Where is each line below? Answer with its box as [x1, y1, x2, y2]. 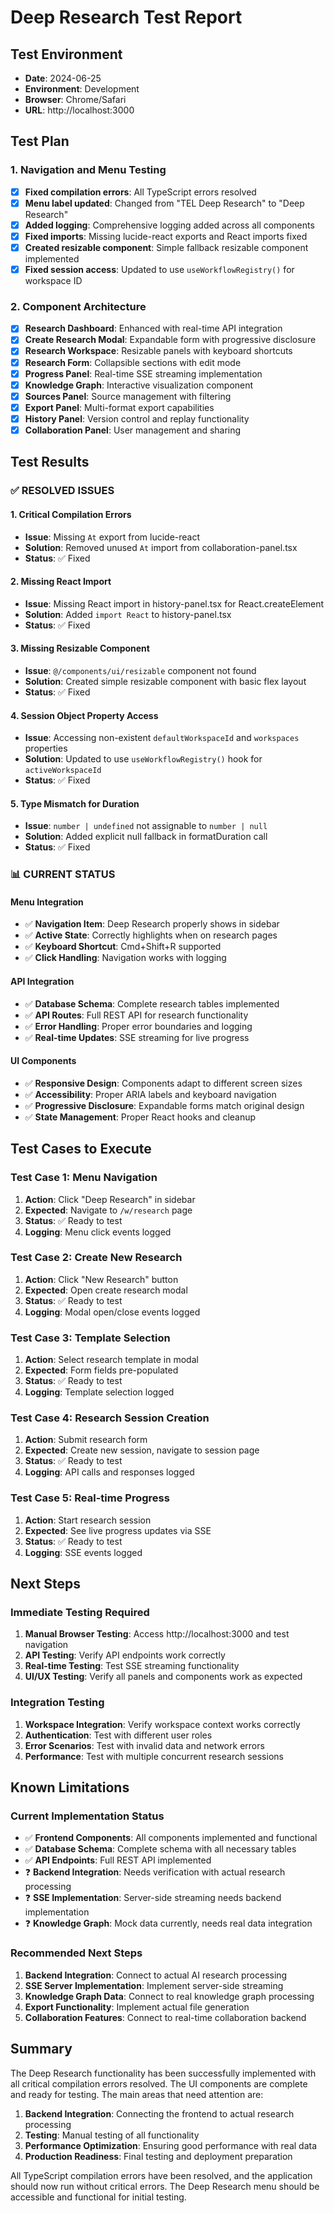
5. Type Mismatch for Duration [10, 797, 140, 810]
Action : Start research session [24, 1514, 152, 1526]
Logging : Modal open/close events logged [24, 1306, 201, 1318]
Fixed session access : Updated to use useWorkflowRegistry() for [24, 264, 295, 275]
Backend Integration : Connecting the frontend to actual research [24, 2107, 295, 2120]
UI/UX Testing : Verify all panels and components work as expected [24, 1671, 303, 1683]
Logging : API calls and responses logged [24, 1466, 195, 1478]
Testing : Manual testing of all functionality [24, 2129, 200, 2141]
